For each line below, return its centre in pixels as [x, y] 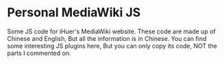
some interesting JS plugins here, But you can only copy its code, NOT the [112, 46]
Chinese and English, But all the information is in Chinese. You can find [107, 38]
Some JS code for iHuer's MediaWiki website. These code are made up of [111, 31]
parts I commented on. [39, 53]
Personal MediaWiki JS [74, 13]
